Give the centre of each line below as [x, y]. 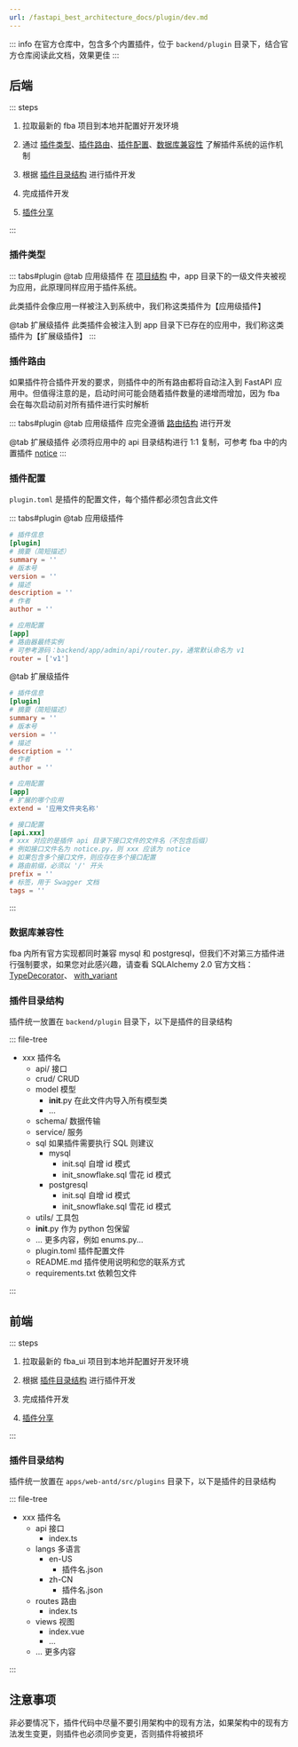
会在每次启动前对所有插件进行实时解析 [79, 404]
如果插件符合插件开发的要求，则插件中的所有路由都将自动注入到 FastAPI [141, 382]
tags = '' [27, 890]
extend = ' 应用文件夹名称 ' [55, 808]
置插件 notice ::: [38, 453]
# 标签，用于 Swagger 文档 [54, 882]
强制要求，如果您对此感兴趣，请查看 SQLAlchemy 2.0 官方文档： [135, 964]
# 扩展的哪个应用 [36, 800]
